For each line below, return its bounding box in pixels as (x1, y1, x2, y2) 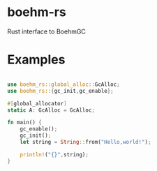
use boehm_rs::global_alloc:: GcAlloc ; (7, 81, 120, 88)
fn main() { (7, 119, 42, 126)
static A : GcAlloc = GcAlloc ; (7, 106, 96, 114)
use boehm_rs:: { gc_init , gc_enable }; (7, 87, 114, 94)
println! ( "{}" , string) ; (20, 151, 89, 158)
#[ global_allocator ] (7, 100, 68, 107)
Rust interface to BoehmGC (7, 27, 86, 36)
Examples (7, 52, 66, 68)
